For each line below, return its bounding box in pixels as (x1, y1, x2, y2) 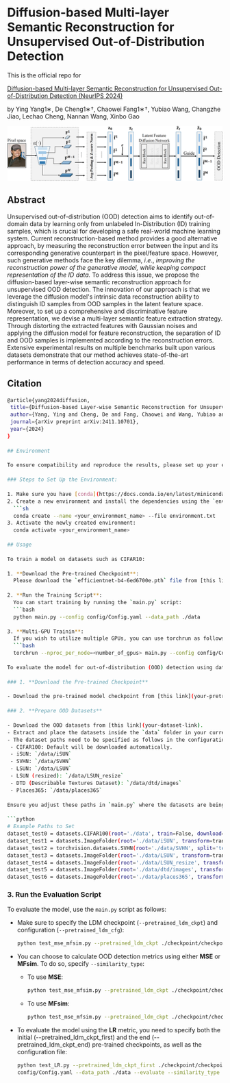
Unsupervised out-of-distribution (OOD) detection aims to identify (7, 212, 193, 221)
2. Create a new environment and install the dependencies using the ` (7, 498, 216, 505)
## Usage (7, 541, 32, 549)
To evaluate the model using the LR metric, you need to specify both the (16, 1026, 221, 1034)
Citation (7, 378, 42, 390)
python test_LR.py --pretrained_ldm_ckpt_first (16, 1062, 155, 1069)
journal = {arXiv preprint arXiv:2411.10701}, (10, 419, 139, 425)
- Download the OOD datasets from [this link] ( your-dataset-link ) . (7, 721, 204, 729)
